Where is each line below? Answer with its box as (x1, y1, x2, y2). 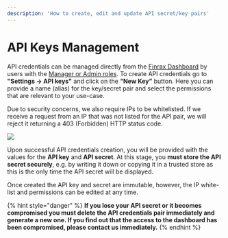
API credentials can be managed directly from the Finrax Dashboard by (7, 62, 207, 71)
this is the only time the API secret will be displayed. (7, 167, 154, 176)
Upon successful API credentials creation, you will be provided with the (7, 145, 209, 154)
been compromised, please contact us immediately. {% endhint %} (7, 223, 201, 231)
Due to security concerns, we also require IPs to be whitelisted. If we (7, 104, 201, 113)
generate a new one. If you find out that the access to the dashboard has (7, 215, 218, 224)
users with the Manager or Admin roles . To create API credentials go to (7, 69, 207, 78)
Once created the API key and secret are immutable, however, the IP (7, 180, 200, 189)
